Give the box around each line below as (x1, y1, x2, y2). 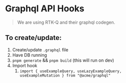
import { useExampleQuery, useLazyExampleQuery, (19, 69, 122, 74)
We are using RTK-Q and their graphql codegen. (17, 19, 115, 25)
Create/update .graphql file (12, 46, 69, 52)
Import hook (12, 62, 38, 68)
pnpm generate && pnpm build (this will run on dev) (12, 57, 115, 63)
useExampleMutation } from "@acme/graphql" (19, 73, 111, 78)
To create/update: (5, 34, 62, 42)
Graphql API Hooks (5, 3, 84, 14)
